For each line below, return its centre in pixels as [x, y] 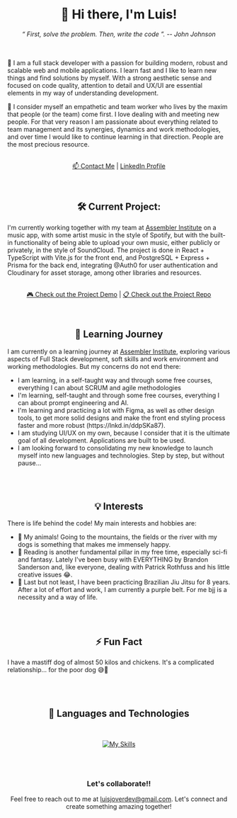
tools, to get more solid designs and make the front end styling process [121, 418]
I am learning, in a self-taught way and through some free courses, [115, 380]
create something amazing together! [119, 807]
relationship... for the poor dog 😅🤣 [58, 670]
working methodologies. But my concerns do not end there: [94, 366]
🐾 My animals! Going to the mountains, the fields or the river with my [117, 537]
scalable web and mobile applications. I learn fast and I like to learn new [112, 70]
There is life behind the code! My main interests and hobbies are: [102, 523]
